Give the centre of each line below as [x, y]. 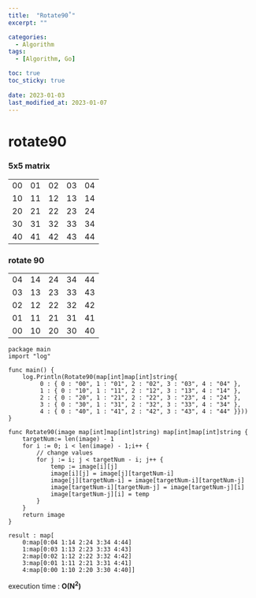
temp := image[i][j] [84, 467]
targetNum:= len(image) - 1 [68, 439]
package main [30, 350]
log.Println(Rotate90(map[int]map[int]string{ [100, 377]
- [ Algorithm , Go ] [46, 59]
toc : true [24, 73]
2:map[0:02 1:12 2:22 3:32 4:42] [77, 556]
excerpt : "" [28, 23]
